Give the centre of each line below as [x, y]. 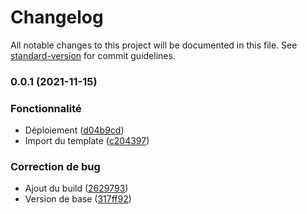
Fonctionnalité [46, 108]
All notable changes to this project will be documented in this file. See [154, 45]
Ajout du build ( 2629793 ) [76, 188]
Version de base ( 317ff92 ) [78, 199]
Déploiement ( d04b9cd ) [74, 130]
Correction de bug [55, 167]
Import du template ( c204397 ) [87, 141]
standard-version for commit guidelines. [93, 55]
